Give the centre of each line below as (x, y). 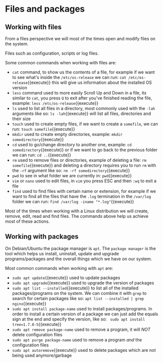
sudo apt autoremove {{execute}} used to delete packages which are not (84, 350)
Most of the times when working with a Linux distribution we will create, (77, 211)
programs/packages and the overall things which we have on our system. (79, 259)
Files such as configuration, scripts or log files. (52, 53)
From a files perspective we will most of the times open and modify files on (80, 38)
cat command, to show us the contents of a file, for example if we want (83, 72)
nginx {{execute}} (29, 304)
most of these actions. (27, 221)
